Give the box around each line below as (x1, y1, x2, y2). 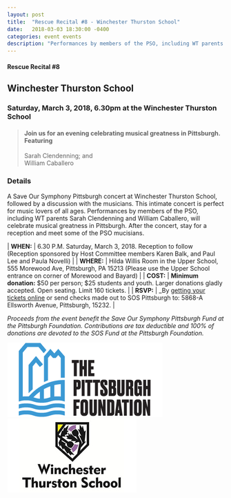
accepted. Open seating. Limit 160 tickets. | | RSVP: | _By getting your (7, 286, 205, 294)
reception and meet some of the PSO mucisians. (7, 229, 145, 237)
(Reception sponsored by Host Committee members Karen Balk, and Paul (7, 249, 216, 258)
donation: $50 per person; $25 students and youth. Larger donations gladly (7, 278, 223, 287)
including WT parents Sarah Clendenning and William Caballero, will (7, 214, 201, 222)
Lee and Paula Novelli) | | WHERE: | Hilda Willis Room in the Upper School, (7, 256, 219, 265)
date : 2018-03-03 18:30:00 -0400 (7, 26, 110, 32)
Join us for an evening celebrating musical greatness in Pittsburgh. (23, 128, 221, 137)
